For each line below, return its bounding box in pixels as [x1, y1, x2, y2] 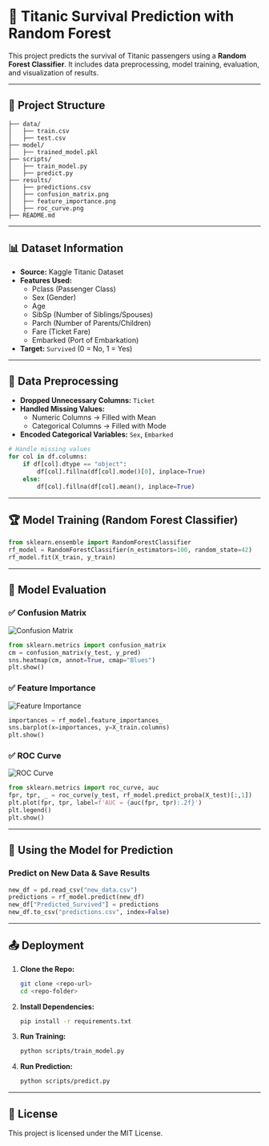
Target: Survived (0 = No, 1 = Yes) [19, 343, 133, 353]
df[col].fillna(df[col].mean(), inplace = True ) [37, 482, 195, 490]
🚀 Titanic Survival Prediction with [8, 7, 235, 26]
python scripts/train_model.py [19, 1047, 125, 1055]
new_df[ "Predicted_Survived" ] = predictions [8, 900, 159, 909]
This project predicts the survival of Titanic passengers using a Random [8, 51, 247, 60]
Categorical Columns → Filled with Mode [31, 421, 167, 431]
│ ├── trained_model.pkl [8, 148, 98, 156]
